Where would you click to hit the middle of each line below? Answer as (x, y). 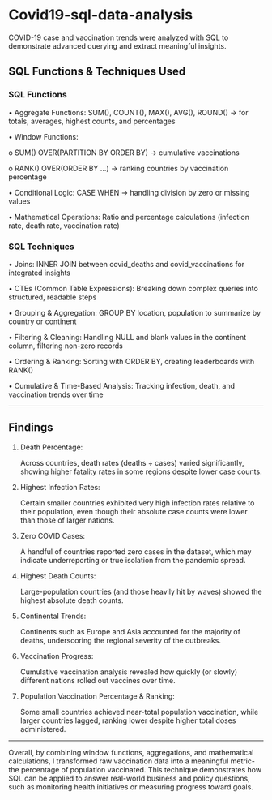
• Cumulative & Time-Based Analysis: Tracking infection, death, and (122, 385)
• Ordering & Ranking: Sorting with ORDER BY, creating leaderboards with (132, 361)
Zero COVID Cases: (53, 535)
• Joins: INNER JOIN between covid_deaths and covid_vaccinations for (127, 264)
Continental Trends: (53, 616)
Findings (31, 428)
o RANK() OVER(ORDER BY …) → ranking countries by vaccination (119, 168)
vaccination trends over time (56, 394)
